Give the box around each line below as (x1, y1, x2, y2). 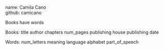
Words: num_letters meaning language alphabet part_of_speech (5, 39, 139, 45)
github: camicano (5, 10, 42, 16)
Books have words (5, 20, 44, 25)
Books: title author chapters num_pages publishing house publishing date (5, 29, 159, 35)
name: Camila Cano (5, 5, 47, 10)
